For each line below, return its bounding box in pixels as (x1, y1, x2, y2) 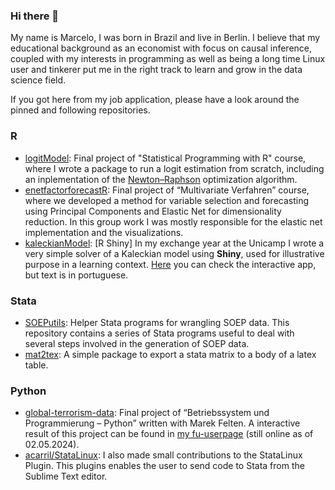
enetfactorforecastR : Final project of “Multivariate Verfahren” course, (24, 184, 310, 196)
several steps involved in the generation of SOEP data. (24, 337, 250, 349)
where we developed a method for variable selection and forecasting (24, 194, 310, 206)
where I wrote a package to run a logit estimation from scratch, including (24, 162, 325, 174)
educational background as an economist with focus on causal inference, (10, 42, 313, 54)
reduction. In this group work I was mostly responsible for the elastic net (24, 215, 323, 228)
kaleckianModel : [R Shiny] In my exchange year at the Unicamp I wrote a (24, 237, 325, 249)
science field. (10, 74, 67, 86)
